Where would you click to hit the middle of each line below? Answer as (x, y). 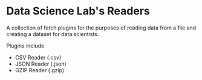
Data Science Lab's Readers (78, 11)
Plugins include (25, 46)
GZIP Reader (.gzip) (40, 70)
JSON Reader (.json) (41, 64)
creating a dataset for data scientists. (53, 34)
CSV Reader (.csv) (38, 57)
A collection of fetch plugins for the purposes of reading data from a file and (101, 28)
